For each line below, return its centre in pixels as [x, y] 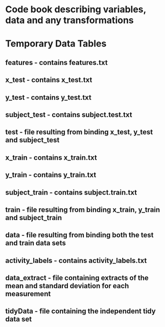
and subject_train [34, 218]
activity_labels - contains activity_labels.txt [76, 260]
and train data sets [36, 243]
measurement [28, 294]
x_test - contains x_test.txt [49, 80]
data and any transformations [69, 20]
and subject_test [32, 140]
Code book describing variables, [76, 9]
